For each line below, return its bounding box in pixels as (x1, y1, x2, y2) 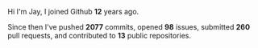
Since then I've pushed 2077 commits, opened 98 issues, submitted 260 (7, 22, 251, 31)
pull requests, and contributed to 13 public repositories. (7, 31, 191, 40)
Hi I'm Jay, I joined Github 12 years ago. (7, 7, 139, 16)
